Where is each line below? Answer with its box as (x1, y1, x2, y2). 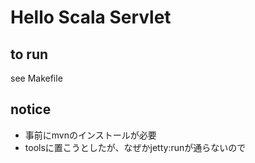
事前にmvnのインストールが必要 (24, 129, 157, 141)
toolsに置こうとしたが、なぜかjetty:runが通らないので (24, 141, 247, 153)
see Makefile (10, 72, 63, 84)
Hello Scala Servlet (10, 6, 172, 29)
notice (10, 101, 52, 118)
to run (10, 46, 49, 63)
